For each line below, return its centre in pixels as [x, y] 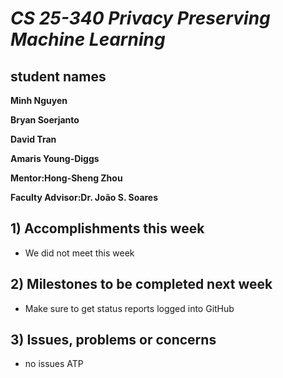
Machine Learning [88, 39]
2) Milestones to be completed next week [141, 284]
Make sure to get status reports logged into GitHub [129, 308]
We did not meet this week [79, 253]
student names [58, 76]
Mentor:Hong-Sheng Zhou [66, 178]
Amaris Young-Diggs [55, 158]
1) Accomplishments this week [107, 228]
